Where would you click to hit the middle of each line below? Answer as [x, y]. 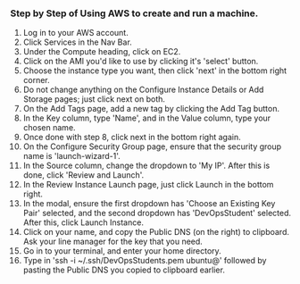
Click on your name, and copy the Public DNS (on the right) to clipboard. [156, 232]
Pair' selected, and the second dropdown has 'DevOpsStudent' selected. [157, 213]
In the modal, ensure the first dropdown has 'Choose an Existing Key [149, 204]
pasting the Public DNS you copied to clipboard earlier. [124, 270]
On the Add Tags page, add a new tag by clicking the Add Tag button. [151, 109]
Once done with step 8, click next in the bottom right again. [132, 138]
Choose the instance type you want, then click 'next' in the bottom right [155, 71]
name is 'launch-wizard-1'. [71, 156]
